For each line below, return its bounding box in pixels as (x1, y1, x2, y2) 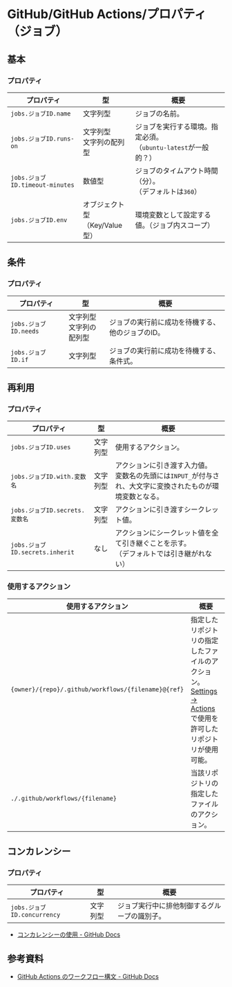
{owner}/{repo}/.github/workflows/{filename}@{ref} (10, 685, 184, 693)
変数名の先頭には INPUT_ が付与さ (115, 471, 220, 481)
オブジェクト (82, 199, 125, 209)
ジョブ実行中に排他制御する (117, 901, 208, 911)
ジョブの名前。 (135, 109, 184, 118)
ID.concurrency (10, 911, 61, 919)
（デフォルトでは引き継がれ (115, 549, 206, 559)
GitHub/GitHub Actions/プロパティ (7, 6, 207, 22)
